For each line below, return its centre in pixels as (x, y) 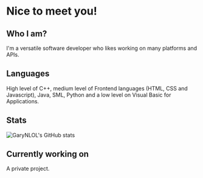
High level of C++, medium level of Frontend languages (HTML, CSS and (97, 88)
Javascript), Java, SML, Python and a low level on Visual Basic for (89, 95)
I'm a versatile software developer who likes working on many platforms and (102, 48)
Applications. (23, 101)
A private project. (28, 169)
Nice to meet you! (52, 11)
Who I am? (27, 34)
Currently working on (48, 154)
